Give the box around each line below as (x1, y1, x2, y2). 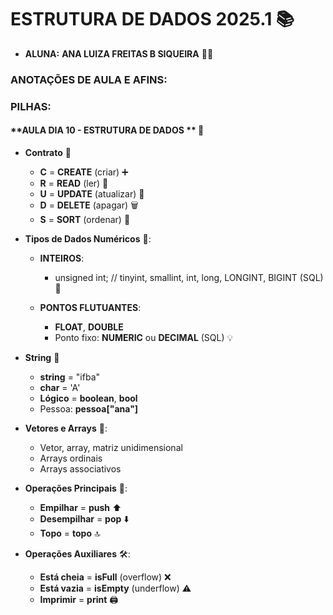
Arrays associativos (39, 462, 122, 475)
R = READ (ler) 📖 (39, 177, 109, 189)
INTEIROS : (39, 252, 85, 264)
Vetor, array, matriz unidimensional (39, 441, 183, 453)
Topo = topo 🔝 (39, 527, 101, 539)
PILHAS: (10, 99, 52, 113)
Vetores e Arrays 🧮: (24, 422, 108, 434)
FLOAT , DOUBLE (54, 321, 124, 333)
